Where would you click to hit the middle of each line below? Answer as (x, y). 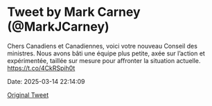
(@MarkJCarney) (58, 27)
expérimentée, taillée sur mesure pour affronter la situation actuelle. (104, 60)
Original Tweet (28, 95)
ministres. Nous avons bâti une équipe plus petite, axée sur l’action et (106, 53)
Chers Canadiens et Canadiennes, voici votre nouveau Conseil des (102, 46)
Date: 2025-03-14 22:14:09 (46, 81)
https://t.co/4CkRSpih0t (41, 68)
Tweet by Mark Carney (74, 12)
